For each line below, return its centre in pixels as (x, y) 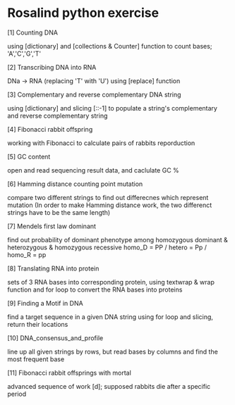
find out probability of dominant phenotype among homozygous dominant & (117, 239)
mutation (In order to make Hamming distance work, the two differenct (110, 205)
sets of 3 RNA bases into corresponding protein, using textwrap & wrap (111, 282)
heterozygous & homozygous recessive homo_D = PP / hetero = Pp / (107, 247)
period (17, 394)
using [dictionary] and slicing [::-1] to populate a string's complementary (112, 108)
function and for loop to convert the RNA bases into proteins (95, 289)
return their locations (38, 324)
